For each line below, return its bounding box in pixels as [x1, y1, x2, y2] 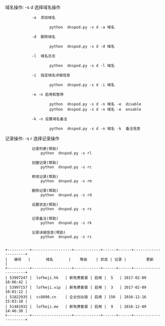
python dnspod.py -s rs [40, 206, 92, 211]
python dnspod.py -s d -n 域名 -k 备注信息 [49, 126, 141, 131]
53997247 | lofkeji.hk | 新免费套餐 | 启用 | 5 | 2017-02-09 [9, 275, 147, 280]
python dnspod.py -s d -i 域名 [49, 82, 115, 87]
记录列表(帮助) [31, 146, 58, 151]
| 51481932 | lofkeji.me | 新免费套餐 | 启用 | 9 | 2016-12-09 [5, 304, 147, 309]
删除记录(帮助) [31, 188, 58, 193]
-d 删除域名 [31, 34, 56, 39]
